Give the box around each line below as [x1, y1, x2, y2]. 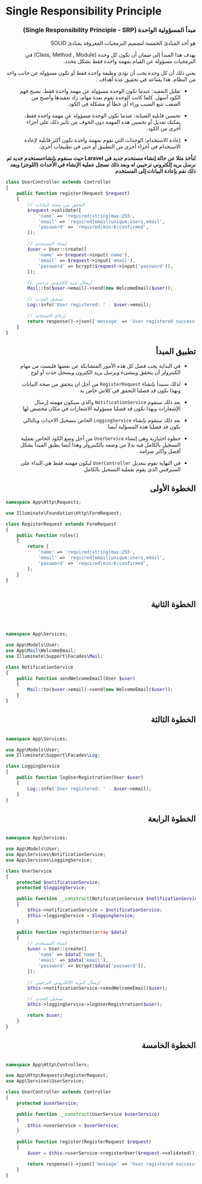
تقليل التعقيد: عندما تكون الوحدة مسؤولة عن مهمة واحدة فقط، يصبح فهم [19, 88, 181, 95]
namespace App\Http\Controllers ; [5, 1061, 90, 1067]
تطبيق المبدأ [156, 346, 196, 356]
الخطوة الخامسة [141, 1040, 196, 1050]
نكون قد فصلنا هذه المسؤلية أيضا [107, 423, 181, 430]
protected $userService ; [16, 1100, 79, 1106]
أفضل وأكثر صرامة [139, 448, 181, 455]
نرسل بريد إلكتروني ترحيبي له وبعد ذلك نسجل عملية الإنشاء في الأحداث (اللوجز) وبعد [10, 161, 196, 169]
